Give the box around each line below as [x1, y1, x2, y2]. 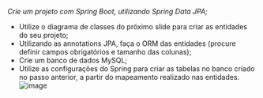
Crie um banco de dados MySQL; [18, 55, 128, 65]
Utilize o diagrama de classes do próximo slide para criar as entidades [18, 22, 248, 31]
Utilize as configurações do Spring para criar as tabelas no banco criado [18, 64, 255, 73]
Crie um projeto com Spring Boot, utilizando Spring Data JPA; [7, 7, 209, 16]
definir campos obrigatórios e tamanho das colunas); [18, 47, 192, 56]
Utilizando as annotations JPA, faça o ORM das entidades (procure [18, 39, 236, 48]
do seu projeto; [18, 31, 69, 40]
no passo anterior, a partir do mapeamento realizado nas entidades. [18, 73, 240, 81]
